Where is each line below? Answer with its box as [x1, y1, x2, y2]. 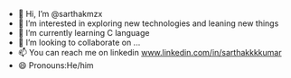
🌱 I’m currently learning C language [17, 28, 150, 38]
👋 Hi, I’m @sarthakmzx [17, 9, 103, 19]
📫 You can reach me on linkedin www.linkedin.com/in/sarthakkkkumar [17, 48, 282, 57]
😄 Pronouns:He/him [17, 60, 94, 71]
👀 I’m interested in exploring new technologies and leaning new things [17, 18, 279, 29]
